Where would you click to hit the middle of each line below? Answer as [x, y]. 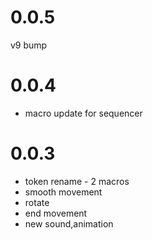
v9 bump [29, 45]
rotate [37, 202]
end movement [56, 213]
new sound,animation [69, 223]
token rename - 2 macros [77, 181]
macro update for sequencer [83, 113]
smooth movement [63, 192]
